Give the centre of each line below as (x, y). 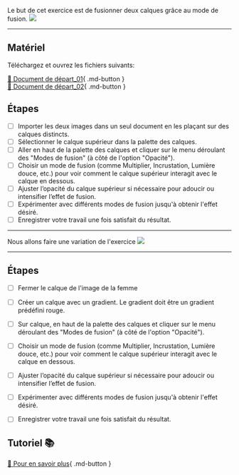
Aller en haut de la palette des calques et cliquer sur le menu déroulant (121, 150)
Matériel (26, 48)
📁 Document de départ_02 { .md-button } (67, 86)
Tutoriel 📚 (31, 443)
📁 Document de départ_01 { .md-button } (66, 78)
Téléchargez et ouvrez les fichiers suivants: (71, 65)
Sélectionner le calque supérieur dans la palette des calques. (107, 141)
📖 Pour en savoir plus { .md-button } (59, 464)
